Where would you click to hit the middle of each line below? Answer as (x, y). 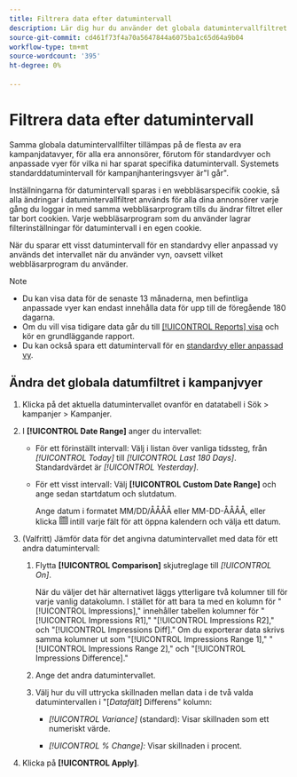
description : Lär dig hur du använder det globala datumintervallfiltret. (150, 28)
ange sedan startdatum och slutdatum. (106, 494)
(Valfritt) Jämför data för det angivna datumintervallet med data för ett (150, 538)
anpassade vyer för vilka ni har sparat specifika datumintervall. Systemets (144, 163)
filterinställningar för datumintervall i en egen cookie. (106, 227)
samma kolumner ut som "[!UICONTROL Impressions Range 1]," (151, 638)
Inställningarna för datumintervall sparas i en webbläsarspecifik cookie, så (145, 190)
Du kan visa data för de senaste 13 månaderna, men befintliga (135, 298)
